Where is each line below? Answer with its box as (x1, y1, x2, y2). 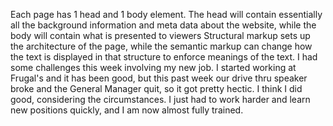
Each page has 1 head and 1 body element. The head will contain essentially (10, 9, 323, 20)
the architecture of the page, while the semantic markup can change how (10, 40, 313, 52)
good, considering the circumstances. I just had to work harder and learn (10, 94, 311, 105)
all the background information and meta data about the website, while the (10, 19, 317, 31)
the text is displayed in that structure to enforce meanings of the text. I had (10, 51, 318, 63)
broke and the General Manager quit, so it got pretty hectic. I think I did (10, 83, 303, 94)
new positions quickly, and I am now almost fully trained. (10, 104, 244, 116)
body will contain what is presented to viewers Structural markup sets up (10, 30, 311, 41)
